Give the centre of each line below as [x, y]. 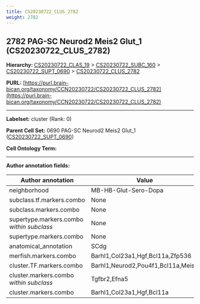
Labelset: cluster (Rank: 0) [39, 119]
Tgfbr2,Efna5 [110, 279]
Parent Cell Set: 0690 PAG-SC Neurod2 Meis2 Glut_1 [71, 131]
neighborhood [29, 190]
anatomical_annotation [41, 246]
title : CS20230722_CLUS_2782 [42, 12]
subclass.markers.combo [44, 210]
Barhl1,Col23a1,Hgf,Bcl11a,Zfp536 [141, 256]
